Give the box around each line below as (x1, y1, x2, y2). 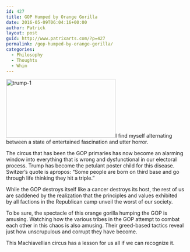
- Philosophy (11, 52, 43, 58)
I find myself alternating (115, 132, 173, 139)
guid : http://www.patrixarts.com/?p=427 (6, 36, 106, 41)
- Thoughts (11, 57, 38, 63)
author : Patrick (6, 24, 45, 31)
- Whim (11, 62, 27, 69)
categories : (6, 47, 35, 52)
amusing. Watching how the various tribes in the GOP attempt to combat (6, 216, 180, 223)
